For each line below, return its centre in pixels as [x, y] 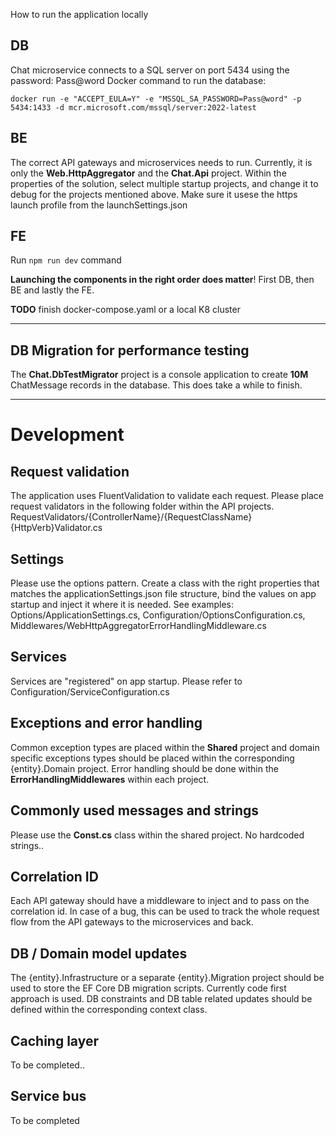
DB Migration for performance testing [130, 350]
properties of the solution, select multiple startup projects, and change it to [164, 183]
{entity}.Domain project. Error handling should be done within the [144, 768]
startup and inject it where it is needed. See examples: [122, 605]
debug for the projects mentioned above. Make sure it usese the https [154, 194]
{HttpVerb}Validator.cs [56, 528]
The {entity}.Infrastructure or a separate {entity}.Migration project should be [167, 978]
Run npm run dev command [66, 260]
